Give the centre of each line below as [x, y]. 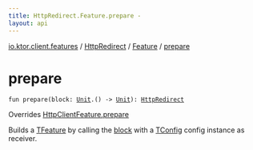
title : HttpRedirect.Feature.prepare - [75, 16]
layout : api [28, 23]
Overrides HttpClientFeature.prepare [69, 115]
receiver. [23, 139]
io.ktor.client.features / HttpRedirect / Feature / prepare [99, 46]
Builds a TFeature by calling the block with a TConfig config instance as [127, 130]
